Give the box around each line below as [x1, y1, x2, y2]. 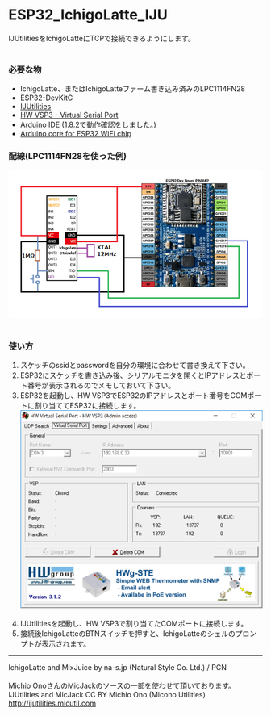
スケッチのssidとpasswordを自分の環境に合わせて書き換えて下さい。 [19, 361, 250, 371]
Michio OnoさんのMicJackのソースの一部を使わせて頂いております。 [8, 680, 236, 690]
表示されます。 [41, 639, 91, 648]
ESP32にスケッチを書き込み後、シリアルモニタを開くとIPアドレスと [19, 371, 247, 380]
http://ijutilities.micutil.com [8, 698, 97, 708]
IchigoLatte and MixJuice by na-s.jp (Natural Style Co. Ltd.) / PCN [8, 662, 227, 672]
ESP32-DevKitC [19, 93, 73, 103]
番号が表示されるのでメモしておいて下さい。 [27, 381, 176, 391]
